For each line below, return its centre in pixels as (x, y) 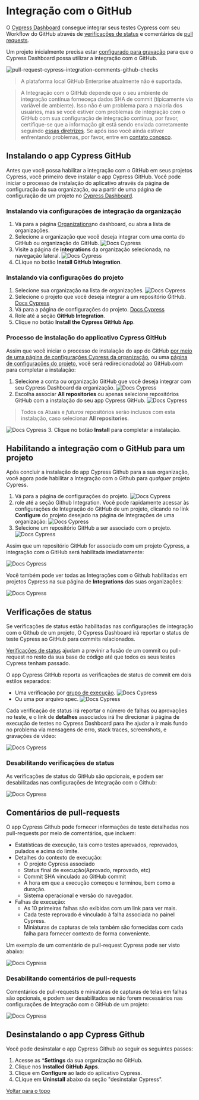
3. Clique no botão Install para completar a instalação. (114, 430)
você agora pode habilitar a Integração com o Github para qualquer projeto (98, 478)
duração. (34, 889)
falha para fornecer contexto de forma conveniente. (87, 934)
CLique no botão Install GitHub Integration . (68, 262)
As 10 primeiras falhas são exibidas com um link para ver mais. (100, 909)
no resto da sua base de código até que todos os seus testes (101, 657)
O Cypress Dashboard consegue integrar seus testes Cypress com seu (93, 27)
